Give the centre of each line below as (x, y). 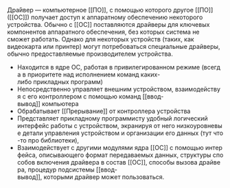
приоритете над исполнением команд (83, 74)
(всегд (211, 67)
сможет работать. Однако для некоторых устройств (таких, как (101, 39)
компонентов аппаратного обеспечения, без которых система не (104, 32)
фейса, (27, 155)
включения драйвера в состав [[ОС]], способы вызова (117, 162)
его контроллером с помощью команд (84, 96)
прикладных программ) (68, 82)
